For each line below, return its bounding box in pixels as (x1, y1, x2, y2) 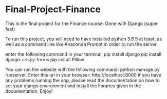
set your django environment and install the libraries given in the (5, 83, 141, 89)
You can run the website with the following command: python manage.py (5, 66, 160, 72)
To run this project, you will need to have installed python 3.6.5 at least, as (5, 36, 162, 42)
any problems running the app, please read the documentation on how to (5, 77, 160, 83)
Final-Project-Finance (5, 4, 101, 15)
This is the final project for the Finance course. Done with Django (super (5, 20, 158, 27)
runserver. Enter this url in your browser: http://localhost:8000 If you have (5, 71, 162, 78)
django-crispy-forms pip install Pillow (5, 56, 85, 62)
